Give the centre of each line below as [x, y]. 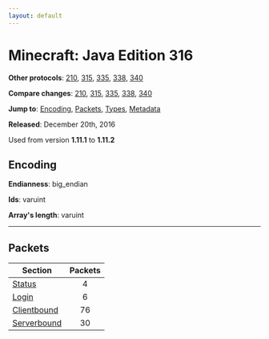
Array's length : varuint [46, 215]
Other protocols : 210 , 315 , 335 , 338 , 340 [76, 78]
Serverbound [37, 323]
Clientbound [35, 310]
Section [37, 271]
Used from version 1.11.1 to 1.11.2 [62, 139]
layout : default [35, 16]
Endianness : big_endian [48, 184]
